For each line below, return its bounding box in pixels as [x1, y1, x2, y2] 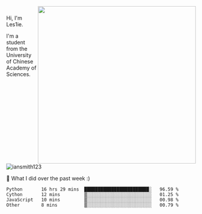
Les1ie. [6, 20, 23, 28]
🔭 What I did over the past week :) [6, 175, 90, 182]
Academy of [6, 64, 37, 71]
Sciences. [6, 70, 31, 77]
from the [6, 45, 28, 52]
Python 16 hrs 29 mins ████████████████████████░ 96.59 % [6, 186, 179, 192]
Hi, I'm [6, 14, 22, 22]
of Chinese [6, 58, 34, 65]
